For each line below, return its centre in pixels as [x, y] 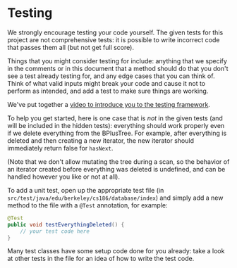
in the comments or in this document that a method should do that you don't [118, 68]
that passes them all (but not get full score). [71, 47]
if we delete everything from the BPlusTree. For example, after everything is [117, 133]
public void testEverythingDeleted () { [66, 224]
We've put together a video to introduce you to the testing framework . [109, 104]
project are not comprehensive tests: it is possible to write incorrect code [114, 39]
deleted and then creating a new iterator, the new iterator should [101, 140]
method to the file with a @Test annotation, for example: [87, 205]
